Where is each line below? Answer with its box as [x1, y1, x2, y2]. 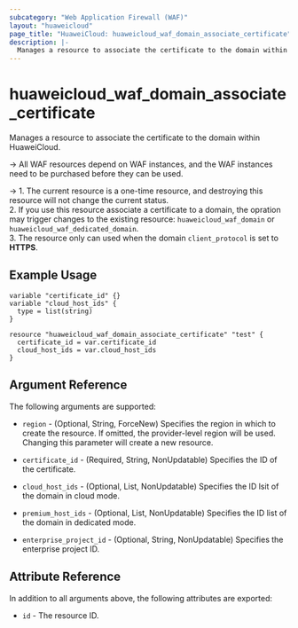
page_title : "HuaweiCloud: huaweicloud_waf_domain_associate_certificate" [9, 29, 292, 38]
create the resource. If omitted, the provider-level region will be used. [21, 428, 277, 438]
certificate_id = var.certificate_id [17, 338, 157, 347]
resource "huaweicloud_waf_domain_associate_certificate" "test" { [9, 330, 264, 339]
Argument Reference [9, 378, 128, 393]
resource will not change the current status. [9, 195, 169, 206]
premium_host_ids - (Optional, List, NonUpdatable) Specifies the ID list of [21, 507, 287, 518]
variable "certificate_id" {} [9, 291, 122, 300]
